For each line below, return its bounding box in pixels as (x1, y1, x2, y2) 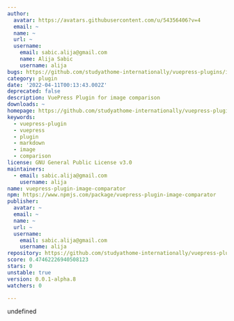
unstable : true (7, 269, 52, 276)
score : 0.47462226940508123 (7, 256, 89, 263)
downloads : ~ (7, 101, 45, 108)
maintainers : (7, 165, 45, 173)
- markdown (13, 140, 45, 147)
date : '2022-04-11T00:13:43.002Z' (7, 81, 108, 88)
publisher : (7, 198, 39, 205)
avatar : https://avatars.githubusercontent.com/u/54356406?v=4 (13, 17, 201, 24)
